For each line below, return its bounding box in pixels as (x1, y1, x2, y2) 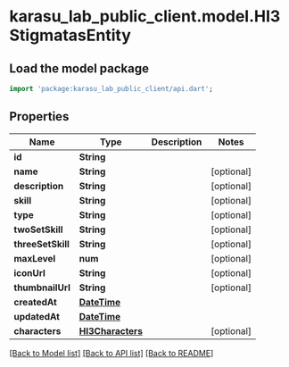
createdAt (13, 296, 58, 308)
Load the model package (9, 61, 150, 76)
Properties (9, 109, 70, 124)
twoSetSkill (13, 223, 64, 236)
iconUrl (13, 266, 46, 279)
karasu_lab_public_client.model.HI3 (9, 6, 281, 27)
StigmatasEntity (9, 25, 132, 46)
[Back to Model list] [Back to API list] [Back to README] (9, 347, 214, 358)
